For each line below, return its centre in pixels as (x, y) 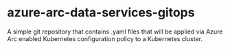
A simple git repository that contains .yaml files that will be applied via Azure (115, 32)
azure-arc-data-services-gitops (101, 13)
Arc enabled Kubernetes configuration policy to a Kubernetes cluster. (105, 38)
